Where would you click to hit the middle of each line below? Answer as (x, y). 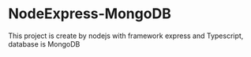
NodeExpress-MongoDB (90, 14)
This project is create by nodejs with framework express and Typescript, (126, 36)
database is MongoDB (44, 44)
